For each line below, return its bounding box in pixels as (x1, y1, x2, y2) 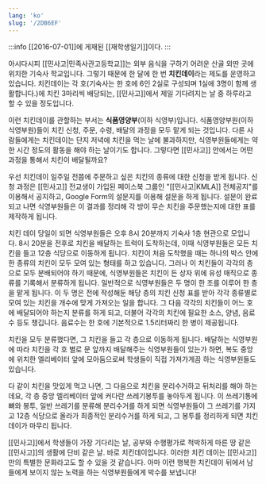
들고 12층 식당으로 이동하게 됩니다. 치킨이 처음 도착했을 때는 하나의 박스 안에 (22, 248, 259, 258)
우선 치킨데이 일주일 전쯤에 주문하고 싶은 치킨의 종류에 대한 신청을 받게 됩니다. (8, 171, 250, 181)
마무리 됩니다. (29, 421, 72, 430)
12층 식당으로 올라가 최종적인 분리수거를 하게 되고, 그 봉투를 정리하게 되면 (16, 410, 244, 421)
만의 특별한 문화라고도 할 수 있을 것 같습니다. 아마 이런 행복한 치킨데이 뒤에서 (8, 457, 245, 467)
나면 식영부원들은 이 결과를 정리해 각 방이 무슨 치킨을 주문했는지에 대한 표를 (22, 202, 256, 211)
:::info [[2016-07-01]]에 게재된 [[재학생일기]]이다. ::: (8, 41, 171, 52)
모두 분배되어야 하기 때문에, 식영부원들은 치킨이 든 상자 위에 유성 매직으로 (22, 267, 250, 278)
